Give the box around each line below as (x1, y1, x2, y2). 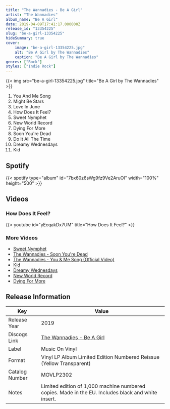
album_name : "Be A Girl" (6, 17, 58, 22)
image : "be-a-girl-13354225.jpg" (15, 45, 85, 50)
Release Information (6, 293, 71, 301)
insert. (41, 395, 56, 402)
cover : (6, 40, 20, 46)
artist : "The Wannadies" (6, 12, 58, 17)
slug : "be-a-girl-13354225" (6, 31, 65, 36)
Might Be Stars (13, 98, 44, 104)
